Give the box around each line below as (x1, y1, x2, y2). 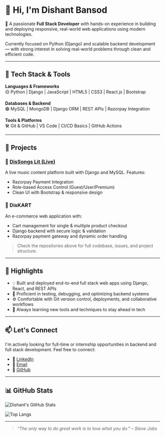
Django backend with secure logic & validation (12, 228, 106, 234)
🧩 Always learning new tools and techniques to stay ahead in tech (12, 306, 146, 312)
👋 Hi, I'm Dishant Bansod (5, 4, 108, 16)
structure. (17, 248, 37, 254)
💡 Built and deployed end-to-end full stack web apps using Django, (12, 280, 149, 286)
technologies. (5, 31, 33, 37)
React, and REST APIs (12, 286, 57, 291)
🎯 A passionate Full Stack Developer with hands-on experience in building (5, 21, 156, 27)
